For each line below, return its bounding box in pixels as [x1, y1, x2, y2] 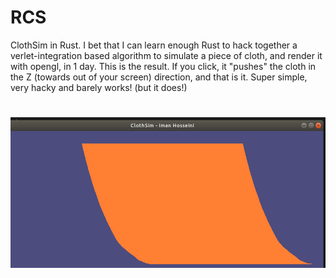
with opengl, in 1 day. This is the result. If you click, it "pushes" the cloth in [10, 60, 317, 72]
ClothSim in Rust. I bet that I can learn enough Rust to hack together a [10, 39, 298, 51]
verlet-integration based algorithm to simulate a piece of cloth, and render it [10, 49, 323, 61]
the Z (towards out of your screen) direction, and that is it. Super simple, [10, 71, 308, 83]
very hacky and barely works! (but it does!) [10, 81, 188, 93]
